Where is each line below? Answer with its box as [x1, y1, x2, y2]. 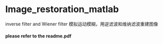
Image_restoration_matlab [5, 4, 119, 15]
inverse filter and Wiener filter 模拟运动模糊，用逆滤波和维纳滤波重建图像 [5, 21, 158, 27]
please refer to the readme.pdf [5, 33, 72, 39]
